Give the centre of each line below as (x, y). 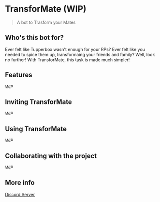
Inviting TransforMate (39, 102)
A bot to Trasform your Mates (46, 22)
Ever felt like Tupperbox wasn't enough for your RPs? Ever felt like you (75, 49)
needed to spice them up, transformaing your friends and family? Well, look (80, 54)
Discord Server (20, 194)
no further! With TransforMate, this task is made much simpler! (67, 60)
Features (19, 75)
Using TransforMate (36, 129)
